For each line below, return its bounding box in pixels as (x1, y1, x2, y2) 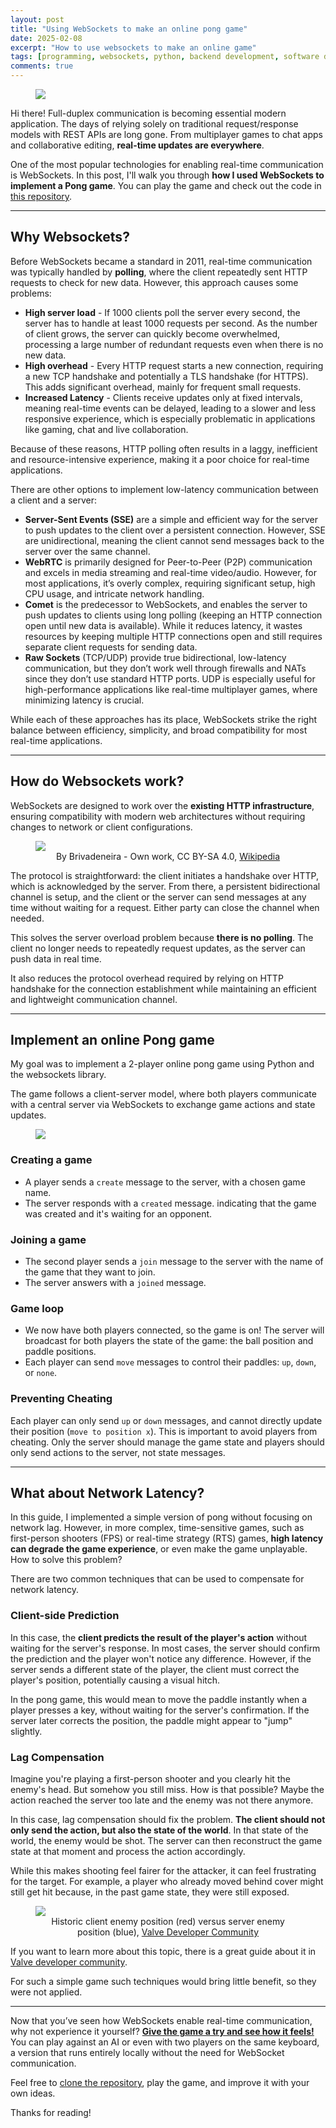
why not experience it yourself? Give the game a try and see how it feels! (10, 2026, 315, 2038)
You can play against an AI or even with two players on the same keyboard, (10, 2036, 320, 2048)
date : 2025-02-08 (10, 33, 83, 43)
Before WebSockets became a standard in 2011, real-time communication (10, 255, 313, 267)
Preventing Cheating (10, 1392, 113, 1406)
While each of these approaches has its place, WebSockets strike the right (10, 713, 318, 725)
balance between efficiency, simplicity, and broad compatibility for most (10, 724, 308, 736)
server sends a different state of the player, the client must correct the (10, 1663, 300, 1675)
